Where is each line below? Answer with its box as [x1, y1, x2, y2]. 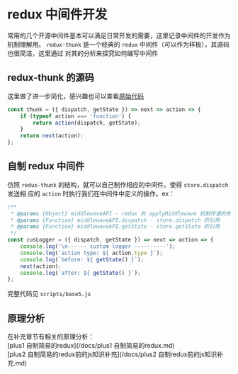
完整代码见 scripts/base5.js [7, 290, 91, 298]
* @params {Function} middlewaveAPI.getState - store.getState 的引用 [10, 223, 220, 230]
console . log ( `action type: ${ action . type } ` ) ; [20, 249, 163, 256]
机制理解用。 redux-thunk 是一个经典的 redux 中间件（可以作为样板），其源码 [7, 40, 230, 48]
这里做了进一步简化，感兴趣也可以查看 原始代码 [7, 91, 144, 100]
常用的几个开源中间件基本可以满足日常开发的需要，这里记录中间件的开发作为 [7, 31, 231, 40]
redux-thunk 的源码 [7, 72, 94, 84]
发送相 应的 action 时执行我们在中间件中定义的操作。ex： [7, 189, 176, 198]
